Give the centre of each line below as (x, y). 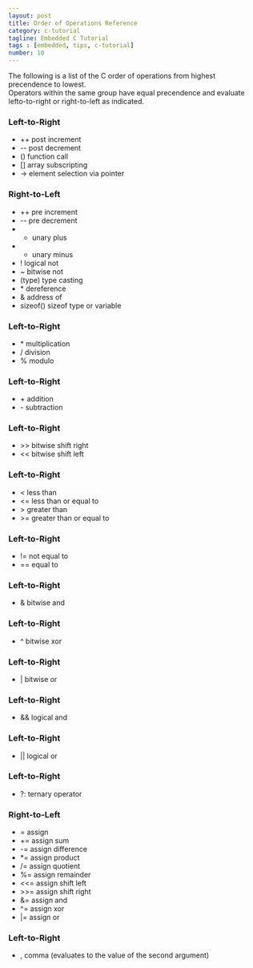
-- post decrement (50, 148)
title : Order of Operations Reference (73, 23)
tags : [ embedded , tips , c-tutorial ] (71, 46)
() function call (44, 156)
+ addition (37, 399)
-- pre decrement (48, 220)
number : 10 (26, 53)
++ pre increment (49, 212)
